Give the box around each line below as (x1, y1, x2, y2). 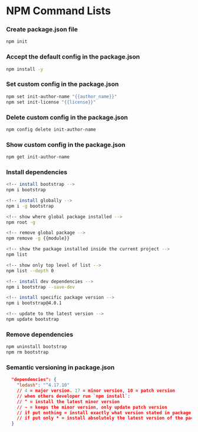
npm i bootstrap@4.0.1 (6, 300, 62, 306)
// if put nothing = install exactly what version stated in (16, 410, 170, 415)
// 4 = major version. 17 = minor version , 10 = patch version (16, 388, 176, 394)
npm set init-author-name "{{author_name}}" (6, 94, 117, 99)
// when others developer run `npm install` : (16, 393, 131, 399)
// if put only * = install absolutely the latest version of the (16, 415, 183, 421)
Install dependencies (6, 167, 68, 176)
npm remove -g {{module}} (6, 236, 70, 241)
